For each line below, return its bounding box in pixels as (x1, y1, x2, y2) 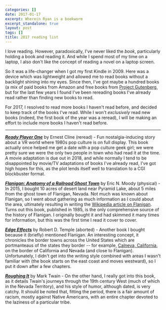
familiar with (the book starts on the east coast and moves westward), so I (5, 258, 156, 264)
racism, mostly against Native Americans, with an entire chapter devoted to (5, 294, 158, 300)
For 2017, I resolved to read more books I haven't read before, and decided (5, 104, 157, 110)
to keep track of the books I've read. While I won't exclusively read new (5, 109, 151, 115)
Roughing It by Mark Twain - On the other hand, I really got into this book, (5, 272, 156, 279)
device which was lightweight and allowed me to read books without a (5, 74, 148, 79)
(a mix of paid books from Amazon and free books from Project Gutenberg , (5, 84, 158, 90)
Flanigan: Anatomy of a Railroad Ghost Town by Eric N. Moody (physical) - (5, 180, 161, 186)
